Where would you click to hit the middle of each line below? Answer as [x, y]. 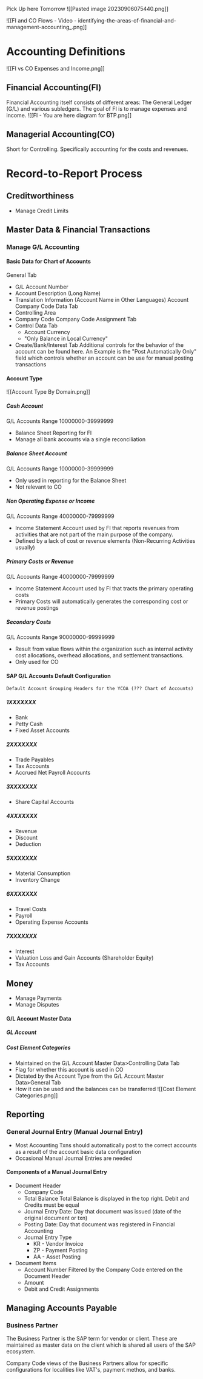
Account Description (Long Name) [58, 293]
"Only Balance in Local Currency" [66, 339]
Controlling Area [35, 313]
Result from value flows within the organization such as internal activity [104, 649]
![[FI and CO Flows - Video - [42, 20]
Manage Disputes [37, 1004]
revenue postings [37, 608]
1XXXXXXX [21, 702]
